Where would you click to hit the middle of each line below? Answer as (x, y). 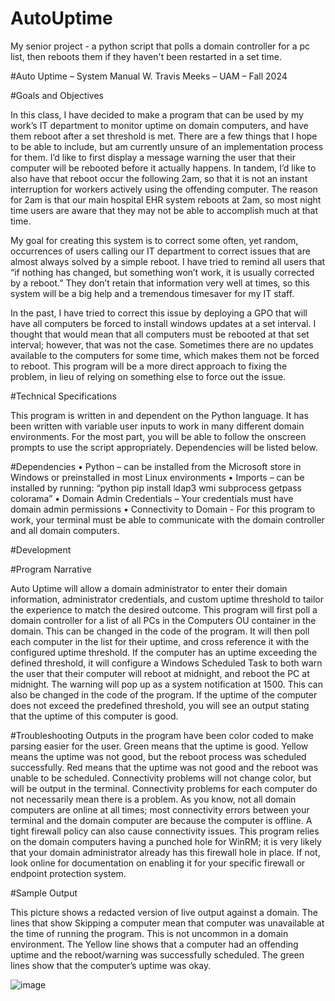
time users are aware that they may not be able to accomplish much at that (164, 210)
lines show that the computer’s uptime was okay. (111, 965)
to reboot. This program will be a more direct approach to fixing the (149, 366)
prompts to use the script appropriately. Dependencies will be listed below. (164, 447)
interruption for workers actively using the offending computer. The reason (164, 189)
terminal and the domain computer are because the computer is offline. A (161, 820)
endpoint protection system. (68, 873)
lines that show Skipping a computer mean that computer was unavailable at (167, 923)
